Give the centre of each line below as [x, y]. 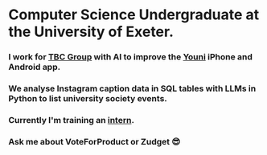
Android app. [35, 67]
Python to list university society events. [88, 99]
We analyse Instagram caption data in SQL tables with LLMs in [132, 88]
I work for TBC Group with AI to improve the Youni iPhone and [131, 57]
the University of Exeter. [91, 32]
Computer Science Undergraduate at [134, 15]
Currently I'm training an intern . [72, 120]
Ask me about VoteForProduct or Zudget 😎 [94, 141]
